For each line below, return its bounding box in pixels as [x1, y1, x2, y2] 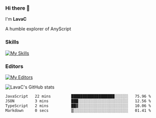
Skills [5, 38, 19, 46]
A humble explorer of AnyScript [5, 26, 71, 32]
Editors [5, 63, 24, 70]
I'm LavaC [5, 16, 27, 22]
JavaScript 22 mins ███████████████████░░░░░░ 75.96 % [5, 94, 151, 99]
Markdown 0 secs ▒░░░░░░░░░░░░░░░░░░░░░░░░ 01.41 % [5, 108, 151, 113]
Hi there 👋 [5, 5, 30, 12]
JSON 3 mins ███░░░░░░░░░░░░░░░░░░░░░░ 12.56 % [5, 98, 151, 103]
